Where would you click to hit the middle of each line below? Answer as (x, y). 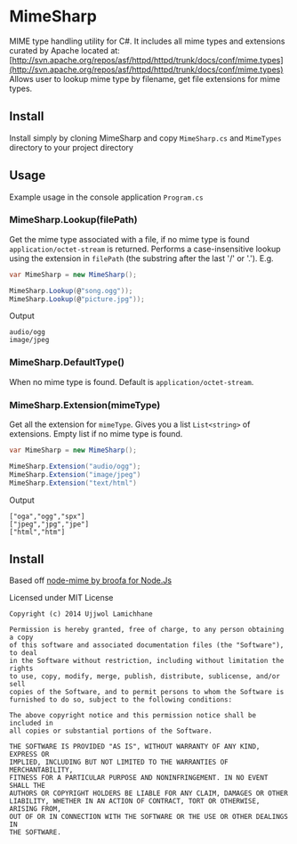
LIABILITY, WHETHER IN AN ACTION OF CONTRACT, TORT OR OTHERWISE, (135, 801)
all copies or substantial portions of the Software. (111, 731)
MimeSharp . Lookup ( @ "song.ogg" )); (71, 291)
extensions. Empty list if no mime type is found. (96, 434)
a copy (21, 638)
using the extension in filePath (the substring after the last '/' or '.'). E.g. (141, 258)
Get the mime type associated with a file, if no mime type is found (129, 239)
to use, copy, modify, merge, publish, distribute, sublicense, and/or (144, 676)
